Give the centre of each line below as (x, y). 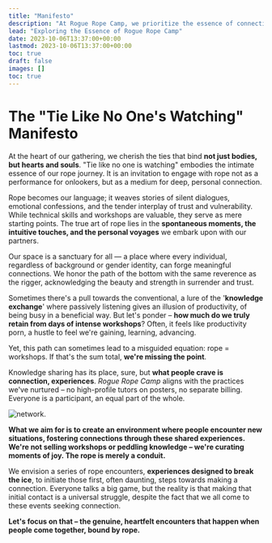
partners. (23, 241)
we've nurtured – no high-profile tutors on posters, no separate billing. (125, 389)
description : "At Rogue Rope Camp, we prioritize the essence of (121, 24)
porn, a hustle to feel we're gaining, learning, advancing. (102, 332)
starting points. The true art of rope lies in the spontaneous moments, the (132, 223)
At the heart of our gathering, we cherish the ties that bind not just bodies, (133, 156)
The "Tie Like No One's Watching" (126, 116)
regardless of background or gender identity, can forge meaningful (120, 265)
